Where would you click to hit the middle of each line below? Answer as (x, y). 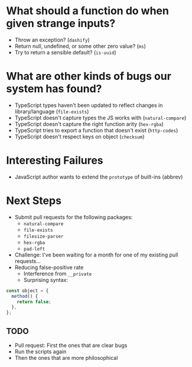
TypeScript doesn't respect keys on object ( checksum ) (79, 137)
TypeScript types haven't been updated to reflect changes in (89, 105)
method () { (25, 296)
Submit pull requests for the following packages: (74, 217)
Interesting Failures (55, 160)
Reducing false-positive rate (49, 267)
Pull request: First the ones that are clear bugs (71, 345)
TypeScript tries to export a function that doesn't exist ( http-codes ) (96, 130)
